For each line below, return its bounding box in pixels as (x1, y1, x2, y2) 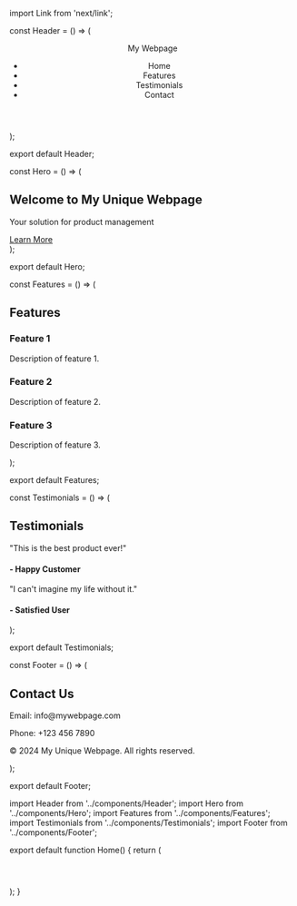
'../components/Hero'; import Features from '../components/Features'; (9, 808, 271, 819)
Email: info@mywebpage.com (9, 710, 121, 721)
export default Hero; (9, 261, 85, 271)
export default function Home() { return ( (9, 844, 162, 856)
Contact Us (9, 685, 74, 702)
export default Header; (9, 149, 95, 159)
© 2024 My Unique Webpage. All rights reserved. (9, 745, 195, 756)
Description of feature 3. (9, 439, 102, 450)
